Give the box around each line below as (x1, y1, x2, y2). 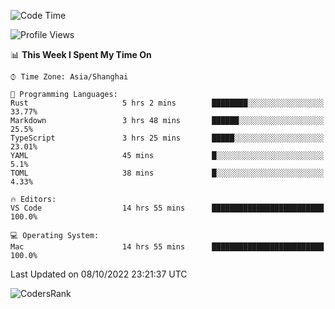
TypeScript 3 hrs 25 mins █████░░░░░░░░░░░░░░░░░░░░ (10, 133, 325, 143)
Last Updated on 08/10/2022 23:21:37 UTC (10, 268, 188, 280)
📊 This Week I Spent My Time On (10, 49, 152, 60)
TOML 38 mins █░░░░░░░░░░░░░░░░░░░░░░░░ (10, 168, 325, 178)
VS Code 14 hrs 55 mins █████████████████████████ (10, 203, 325, 213)
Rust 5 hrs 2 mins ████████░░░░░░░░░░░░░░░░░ (10, 98, 325, 108)
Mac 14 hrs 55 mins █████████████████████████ (10, 242, 325, 252)
